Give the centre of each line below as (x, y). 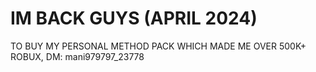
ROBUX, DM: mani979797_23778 (77, 56)
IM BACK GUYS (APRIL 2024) (134, 18)
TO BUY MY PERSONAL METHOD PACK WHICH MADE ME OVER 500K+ (158, 46)
